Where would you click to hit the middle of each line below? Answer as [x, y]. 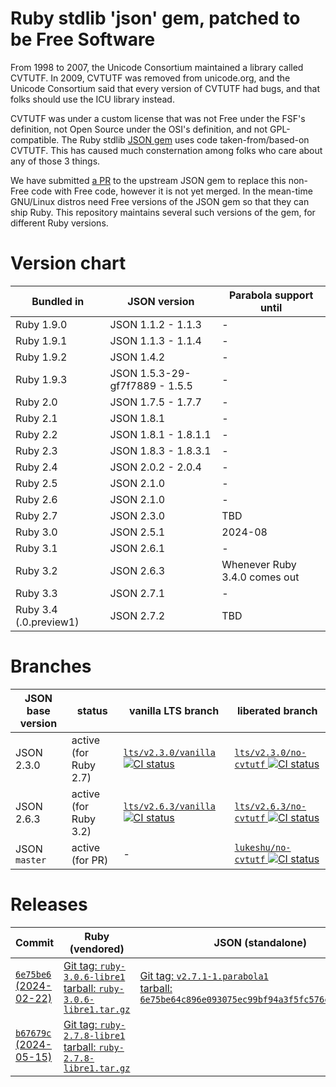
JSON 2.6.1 [137, 548]
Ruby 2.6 [36, 499]
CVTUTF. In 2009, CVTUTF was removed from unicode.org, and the [150, 78]
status [92, 710]
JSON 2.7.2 [137, 615]
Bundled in [58, 301]
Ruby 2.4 [36, 467]
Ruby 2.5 [36, 483]
